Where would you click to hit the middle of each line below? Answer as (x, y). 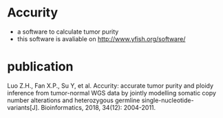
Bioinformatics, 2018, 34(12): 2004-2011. (98, 107)
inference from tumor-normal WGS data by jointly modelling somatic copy (112, 93)
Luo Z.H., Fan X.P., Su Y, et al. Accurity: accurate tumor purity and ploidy (110, 85)
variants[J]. (23, 107)
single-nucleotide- (168, 100)
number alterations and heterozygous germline (74, 100)
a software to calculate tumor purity (68, 32)
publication (40, 67)
